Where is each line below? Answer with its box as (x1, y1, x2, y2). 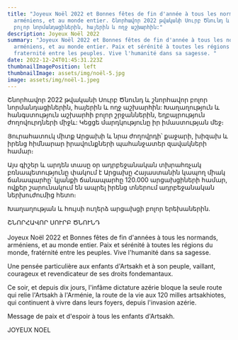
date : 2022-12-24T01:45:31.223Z (7, 57, 103, 64)
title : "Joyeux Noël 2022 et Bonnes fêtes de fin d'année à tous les (7, 10, 217, 18)
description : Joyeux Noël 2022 (7, 30, 100, 38)
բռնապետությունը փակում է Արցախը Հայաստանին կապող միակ (7, 168, 225, 177)
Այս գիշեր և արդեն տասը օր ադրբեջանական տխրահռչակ (7, 161, 202, 169)
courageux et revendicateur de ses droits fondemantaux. (7, 270, 174, 278)
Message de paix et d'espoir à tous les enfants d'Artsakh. (7, 312, 175, 321)
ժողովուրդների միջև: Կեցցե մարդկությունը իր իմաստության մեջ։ (7, 118, 225, 127)
